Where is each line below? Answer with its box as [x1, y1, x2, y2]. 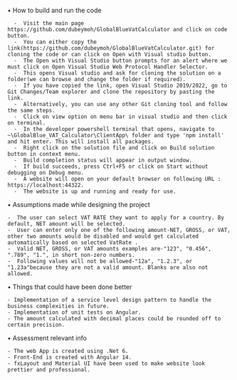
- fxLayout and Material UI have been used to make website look [7, 360, 205, 367]
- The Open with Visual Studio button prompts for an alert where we [14, 57, 228, 64]
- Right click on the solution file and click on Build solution [14, 144, 215, 152]
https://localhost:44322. [7, 181, 84, 189]
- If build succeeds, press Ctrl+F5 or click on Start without [14, 163, 209, 170]
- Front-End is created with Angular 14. [7, 354, 132, 361]
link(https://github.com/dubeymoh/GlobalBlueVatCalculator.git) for [7, 45, 215, 52]
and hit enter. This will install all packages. [7, 138, 154, 145]
